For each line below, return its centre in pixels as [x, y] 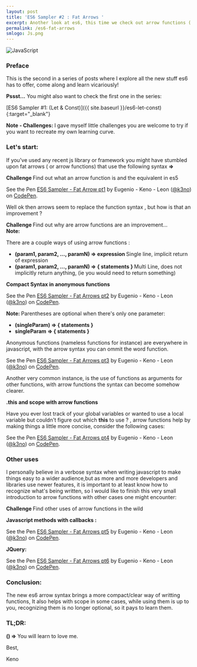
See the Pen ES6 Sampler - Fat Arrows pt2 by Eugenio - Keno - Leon [89, 296]
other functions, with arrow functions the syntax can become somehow [93, 384]
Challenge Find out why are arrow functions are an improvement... [87, 225]
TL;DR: [16, 623]
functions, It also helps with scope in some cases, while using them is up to [98, 601]
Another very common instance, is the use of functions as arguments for [94, 378]
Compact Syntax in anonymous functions [58, 284]
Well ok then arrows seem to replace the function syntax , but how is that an [98, 207]
